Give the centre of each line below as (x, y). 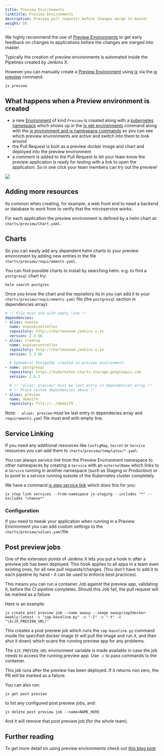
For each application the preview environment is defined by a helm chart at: (81, 218)
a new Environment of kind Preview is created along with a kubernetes (83, 120)
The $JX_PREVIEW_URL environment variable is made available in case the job (81, 650)
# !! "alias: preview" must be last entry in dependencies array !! (81, 385)
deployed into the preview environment (52, 152)
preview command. (24, 77)
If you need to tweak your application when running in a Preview (70, 521)
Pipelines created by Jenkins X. (37, 62)
